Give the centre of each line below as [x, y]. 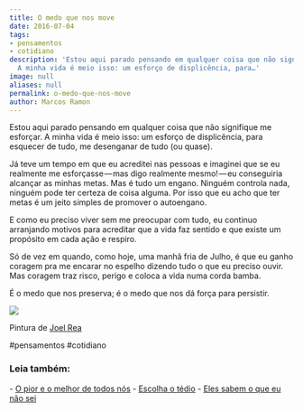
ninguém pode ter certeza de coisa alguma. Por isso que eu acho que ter [145, 193]
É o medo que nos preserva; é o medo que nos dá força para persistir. [140, 294]
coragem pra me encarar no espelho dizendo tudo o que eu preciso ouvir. [147, 267]
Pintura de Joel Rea [46, 328]
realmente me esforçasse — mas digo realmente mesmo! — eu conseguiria [146, 173]
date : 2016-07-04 [42, 26]
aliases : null [36, 85]
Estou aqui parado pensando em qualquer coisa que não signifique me [141, 127]
